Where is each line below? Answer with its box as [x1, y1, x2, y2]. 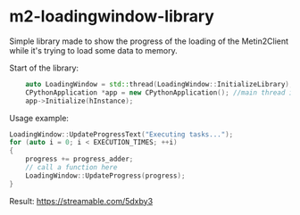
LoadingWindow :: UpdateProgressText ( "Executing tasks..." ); [9, 129, 234, 139]
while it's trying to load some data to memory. [9, 45, 178, 55]
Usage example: [9, 112, 70, 123]
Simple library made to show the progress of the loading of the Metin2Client [9, 36, 288, 46]
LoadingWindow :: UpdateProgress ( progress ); [25, 171, 186, 180]
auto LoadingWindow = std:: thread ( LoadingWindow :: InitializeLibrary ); [25, 79, 294, 88]
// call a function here [25, 163, 118, 172]
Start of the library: [9, 62, 79, 73]
